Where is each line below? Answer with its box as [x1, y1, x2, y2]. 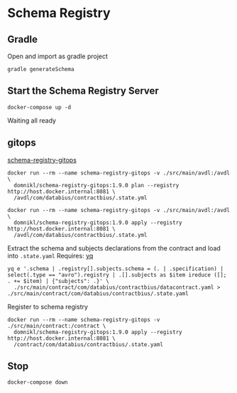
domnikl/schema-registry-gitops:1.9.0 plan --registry [13, 182, 180, 189]
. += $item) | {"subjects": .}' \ [7, 277, 110, 284]
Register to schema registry [7, 302, 89, 311]
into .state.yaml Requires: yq [7, 251, 94, 260]
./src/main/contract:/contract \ [7, 322, 106, 329]
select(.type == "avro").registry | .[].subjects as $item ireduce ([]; [7, 271, 227, 278]
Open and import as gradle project [7, 52, 109, 60]
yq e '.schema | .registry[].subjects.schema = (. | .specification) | [7, 265, 224, 272]
